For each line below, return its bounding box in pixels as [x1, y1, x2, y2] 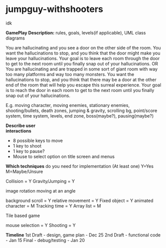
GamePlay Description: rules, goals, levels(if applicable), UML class [5, 29, 146, 35]
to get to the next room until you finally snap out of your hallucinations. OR [5, 60, 159, 66]
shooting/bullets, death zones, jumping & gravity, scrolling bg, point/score [5, 107, 158, 113]
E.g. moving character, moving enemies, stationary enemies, [5, 102, 130, 108]
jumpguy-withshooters [5, 3, 104, 15]
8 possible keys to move [12, 137, 63, 143]
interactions [5, 127, 31, 133]
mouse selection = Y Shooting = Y [5, 222, 76, 228]
